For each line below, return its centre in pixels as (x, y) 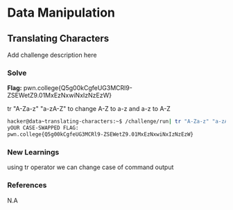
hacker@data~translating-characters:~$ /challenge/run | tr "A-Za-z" (108, 122)
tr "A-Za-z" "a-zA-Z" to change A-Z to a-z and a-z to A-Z (89, 109)
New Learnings (33, 152)
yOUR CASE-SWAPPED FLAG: (43, 128)
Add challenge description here (52, 55)
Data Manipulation (61, 13)
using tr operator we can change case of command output (90, 167)
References (27, 185)
